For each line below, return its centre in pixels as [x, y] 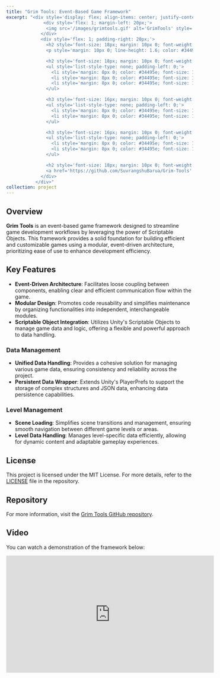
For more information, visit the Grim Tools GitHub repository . [80, 514]
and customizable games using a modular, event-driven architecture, [90, 244]
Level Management [34, 410]
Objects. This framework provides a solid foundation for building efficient [95, 238]
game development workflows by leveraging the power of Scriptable [90, 232]
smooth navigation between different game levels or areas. [87, 429]
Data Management [34, 350]
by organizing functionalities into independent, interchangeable [92, 309]
